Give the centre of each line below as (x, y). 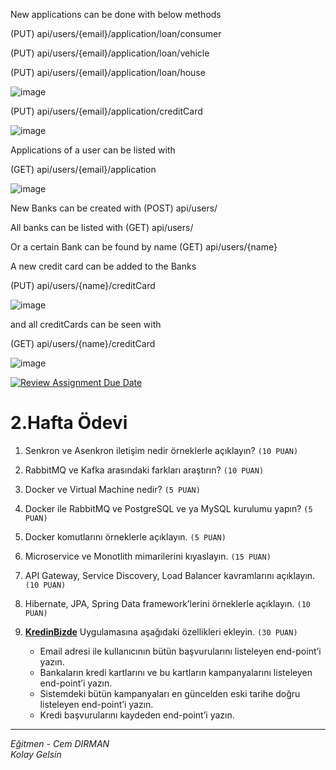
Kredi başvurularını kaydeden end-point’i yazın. (137, 715)
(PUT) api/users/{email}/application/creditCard (106, 111)
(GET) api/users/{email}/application (83, 169)
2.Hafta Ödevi (69, 423)
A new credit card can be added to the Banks (103, 266)
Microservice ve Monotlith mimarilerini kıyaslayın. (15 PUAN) (148, 556)
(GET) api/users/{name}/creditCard (83, 343)
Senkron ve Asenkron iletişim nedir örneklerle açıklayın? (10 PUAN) (161, 450)
